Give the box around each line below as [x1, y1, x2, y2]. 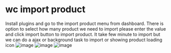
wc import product [5, 4, 86, 15]
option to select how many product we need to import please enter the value [5, 25, 166, 32]
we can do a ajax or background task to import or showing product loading [5, 37, 162, 43]
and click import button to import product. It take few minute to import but [5, 31, 161, 37]
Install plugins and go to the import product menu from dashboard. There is [5, 20, 164, 26]
